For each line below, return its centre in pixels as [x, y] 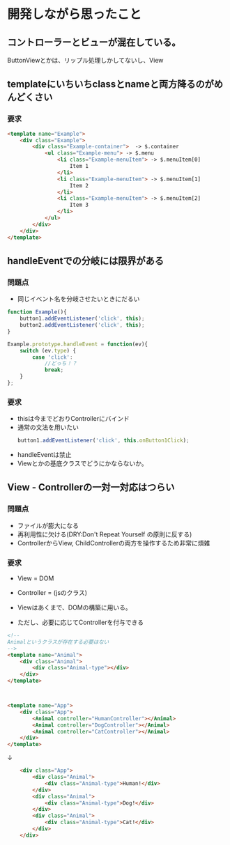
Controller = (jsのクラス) [52, 593]
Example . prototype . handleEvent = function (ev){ [78, 344]
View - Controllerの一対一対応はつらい [91, 487]
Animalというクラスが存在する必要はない [58, 642]
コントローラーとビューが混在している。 [94, 42]
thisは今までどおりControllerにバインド [74, 419]
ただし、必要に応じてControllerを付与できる [80, 622]
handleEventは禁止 [44, 455]
